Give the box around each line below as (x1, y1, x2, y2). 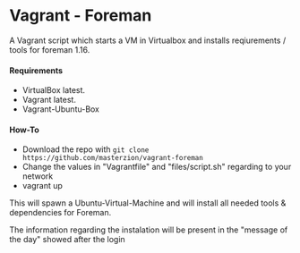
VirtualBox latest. (21, 85, 86, 96)
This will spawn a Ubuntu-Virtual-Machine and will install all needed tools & (9, 198, 287, 208)
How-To (9, 124, 40, 135)
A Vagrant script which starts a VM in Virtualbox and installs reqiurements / (9, 35, 287, 46)
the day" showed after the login (9, 234, 125, 245)
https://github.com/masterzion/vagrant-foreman (21, 154, 203, 163)
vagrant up (21, 181, 63, 191)
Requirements (9, 64, 64, 76)
